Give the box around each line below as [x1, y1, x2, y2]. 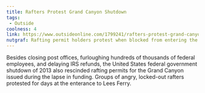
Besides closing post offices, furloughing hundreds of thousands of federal [6, 54, 195, 61]
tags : [6, 15, 20, 21]
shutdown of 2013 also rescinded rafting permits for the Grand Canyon [6, 67, 184, 74]
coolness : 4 [6, 26, 37, 32]
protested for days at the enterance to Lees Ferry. [6, 80, 132, 87]
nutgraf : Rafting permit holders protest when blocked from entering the [6, 37, 198, 43]
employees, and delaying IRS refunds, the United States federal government [6, 60, 198, 67]
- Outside [9, 20, 34, 26]
